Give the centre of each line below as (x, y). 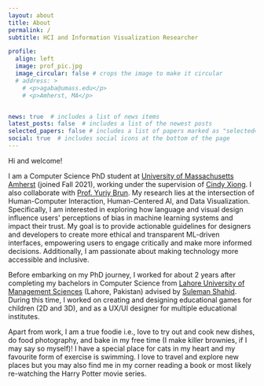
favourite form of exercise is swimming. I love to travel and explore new (124, 357)
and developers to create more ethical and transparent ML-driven (114, 234)
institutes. (24, 316)
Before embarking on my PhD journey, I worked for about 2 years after (122, 274)
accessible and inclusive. (49, 259)
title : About (29, 23)
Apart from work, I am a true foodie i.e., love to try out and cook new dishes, (132, 332)
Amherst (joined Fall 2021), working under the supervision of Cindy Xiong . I (130, 184)
